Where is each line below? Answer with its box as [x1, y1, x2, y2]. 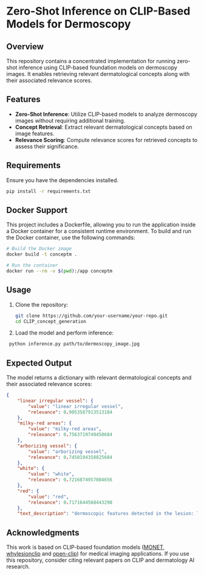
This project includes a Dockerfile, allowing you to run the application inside [6, 221, 196, 228]
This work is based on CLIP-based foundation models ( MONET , [6, 543, 165, 551]
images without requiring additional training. [15, 117, 126, 124]
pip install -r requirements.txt [6, 188, 91, 194]
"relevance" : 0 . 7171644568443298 [28, 499, 113, 505]
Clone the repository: [15, 301, 69, 308]
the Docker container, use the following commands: [6, 234, 135, 241]
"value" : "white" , [28, 471, 75, 477]
